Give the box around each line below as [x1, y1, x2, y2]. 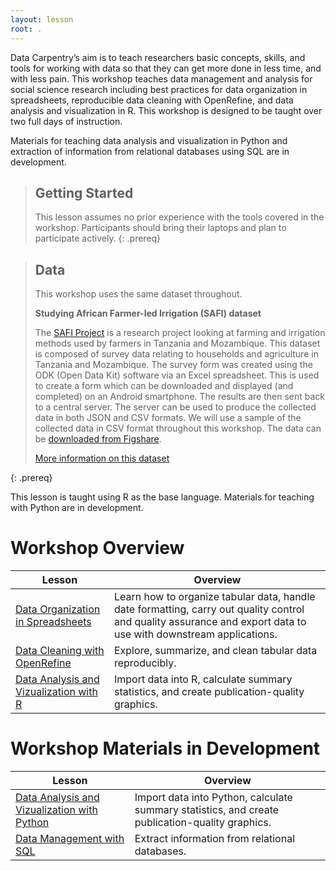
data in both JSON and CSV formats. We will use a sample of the [34, 412, 302, 424]
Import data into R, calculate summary [113, 672, 293, 686]
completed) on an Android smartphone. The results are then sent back [34, 391, 326, 403]
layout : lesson [10, 14, 74, 25]
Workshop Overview [10, 537, 185, 560]
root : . [10, 24, 43, 34]
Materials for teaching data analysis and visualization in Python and [10, 134, 288, 146]
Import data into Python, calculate [134, 791, 293, 804]
